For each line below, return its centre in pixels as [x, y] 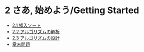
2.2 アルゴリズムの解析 [36, 31]
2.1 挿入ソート [26, 25]
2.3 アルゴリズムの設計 [36, 38]
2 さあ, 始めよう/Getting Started [72, 10]
